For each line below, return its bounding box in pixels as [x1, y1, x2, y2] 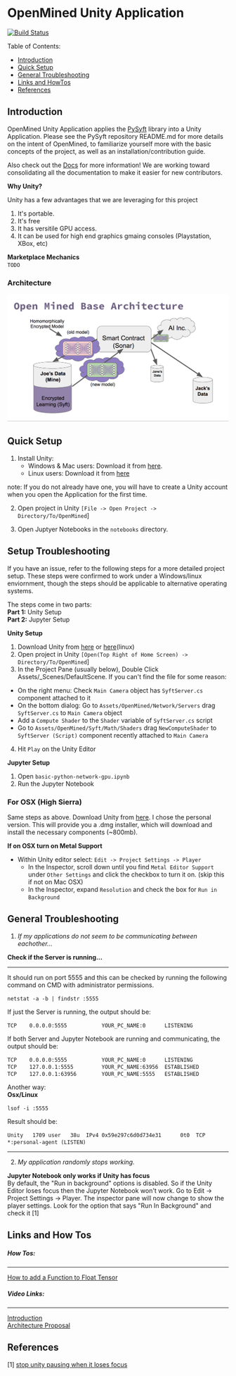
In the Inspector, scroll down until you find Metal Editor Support [27, 862, 214, 871]
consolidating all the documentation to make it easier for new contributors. [7, 168, 223, 177]
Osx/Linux [7, 1090, 39, 1098]
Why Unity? [7, 182, 43, 190]
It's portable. [17, 209, 55, 218]
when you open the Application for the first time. [7, 490, 147, 498]
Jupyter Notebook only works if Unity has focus [7, 1171, 150, 1179]
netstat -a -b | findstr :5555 [7, 995, 99, 1002]
